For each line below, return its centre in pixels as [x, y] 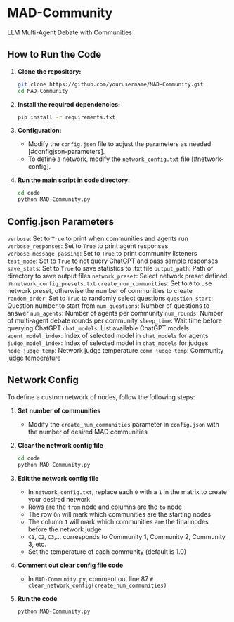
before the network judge [65, 529]
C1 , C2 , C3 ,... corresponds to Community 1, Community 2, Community [127, 536]
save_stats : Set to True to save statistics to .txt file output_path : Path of [110, 268]
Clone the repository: [49, 71]
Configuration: [39, 131]
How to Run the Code [54, 54]
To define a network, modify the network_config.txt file [109, 159]
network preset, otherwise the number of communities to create [100, 290]
